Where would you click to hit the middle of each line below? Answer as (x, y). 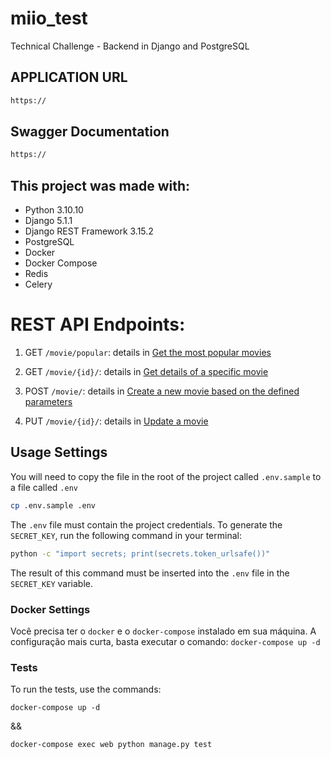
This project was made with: (100, 185)
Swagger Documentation (90, 132)
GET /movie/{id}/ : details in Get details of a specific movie (146, 372)
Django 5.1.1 (48, 221)
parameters (48, 402)
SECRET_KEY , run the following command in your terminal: (126, 535)
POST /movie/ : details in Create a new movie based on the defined (162, 391)
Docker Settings (50, 609)
